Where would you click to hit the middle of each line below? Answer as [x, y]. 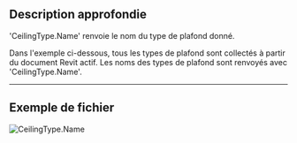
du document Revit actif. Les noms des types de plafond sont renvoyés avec [148, 62]
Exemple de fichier [62, 108]
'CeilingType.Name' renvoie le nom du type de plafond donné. [122, 35]
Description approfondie [78, 15]
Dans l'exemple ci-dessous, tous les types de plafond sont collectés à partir [147, 53]
